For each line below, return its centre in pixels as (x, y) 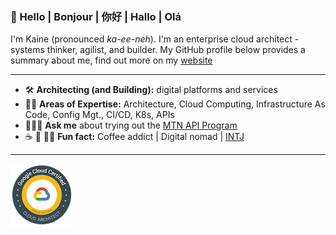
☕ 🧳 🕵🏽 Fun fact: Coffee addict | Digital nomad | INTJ (134, 137)
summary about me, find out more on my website (111, 60)
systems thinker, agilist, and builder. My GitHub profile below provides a (158, 50)
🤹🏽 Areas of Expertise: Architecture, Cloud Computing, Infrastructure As (175, 104)
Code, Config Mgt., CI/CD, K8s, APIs (99, 115)
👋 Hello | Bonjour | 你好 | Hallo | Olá (96, 16)
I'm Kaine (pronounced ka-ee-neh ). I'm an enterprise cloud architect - (155, 39)
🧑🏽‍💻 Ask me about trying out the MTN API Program (131, 125)
